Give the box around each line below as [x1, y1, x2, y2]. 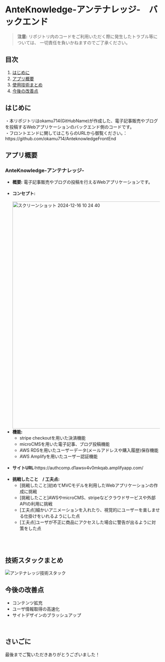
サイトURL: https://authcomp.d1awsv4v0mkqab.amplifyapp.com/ [12, 465, 144, 471]
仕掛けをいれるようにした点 [24, 513, 80, 519]
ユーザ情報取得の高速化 [12, 606, 60, 612]
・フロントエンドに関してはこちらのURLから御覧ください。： [5, 130, 128, 136]
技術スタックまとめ [5, 556, 63, 565]
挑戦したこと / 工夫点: [12, 476, 60, 482]
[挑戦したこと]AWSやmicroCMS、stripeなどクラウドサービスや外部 [19, 495, 156, 501]
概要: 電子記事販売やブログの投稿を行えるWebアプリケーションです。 [12, 179, 153, 185]
